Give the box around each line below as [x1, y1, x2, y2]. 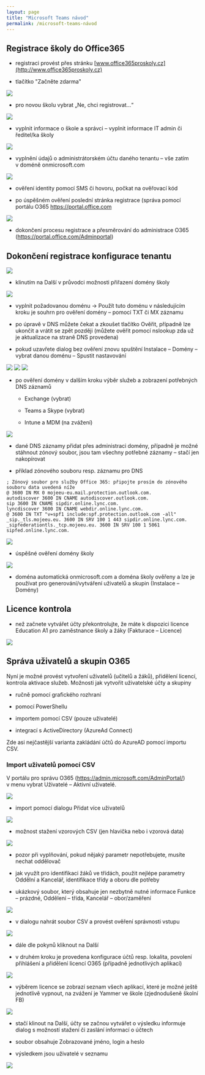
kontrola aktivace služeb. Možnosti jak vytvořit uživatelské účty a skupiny [6, 679, 192, 686]
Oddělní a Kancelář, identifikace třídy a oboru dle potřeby [15, 876, 160, 883]
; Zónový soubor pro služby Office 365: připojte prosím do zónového [6, 479, 188, 485]
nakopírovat [15, 455, 46, 463]
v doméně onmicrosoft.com [15, 161, 85, 169]
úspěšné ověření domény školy [15, 550, 94, 557]
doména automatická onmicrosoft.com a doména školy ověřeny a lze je [15, 573, 195, 580]
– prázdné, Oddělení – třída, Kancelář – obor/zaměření [15, 894, 152, 902]
